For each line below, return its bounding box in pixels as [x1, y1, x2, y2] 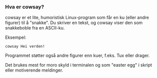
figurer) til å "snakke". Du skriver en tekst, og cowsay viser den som [5, 20, 143, 26]
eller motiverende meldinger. [5, 67, 63, 73]
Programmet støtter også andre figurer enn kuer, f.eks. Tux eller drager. [5, 52, 150, 58]
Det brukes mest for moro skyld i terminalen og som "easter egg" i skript [5, 62, 153, 68]
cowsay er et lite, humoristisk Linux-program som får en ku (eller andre [5, 15, 149, 21]
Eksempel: [5, 34, 27, 40]
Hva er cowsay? [5, 3, 44, 10]
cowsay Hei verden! [5, 44, 45, 49]
